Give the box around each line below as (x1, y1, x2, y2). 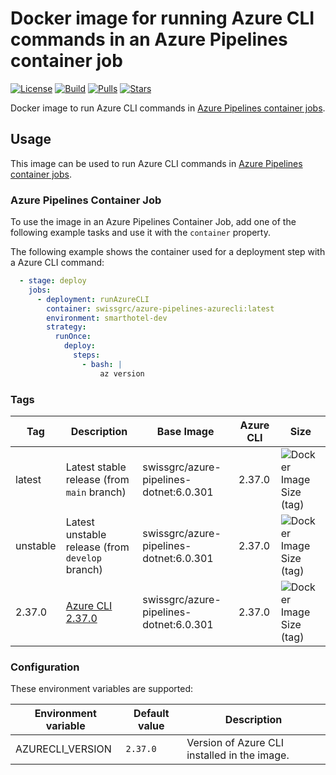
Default (133, 707, 170, 721)
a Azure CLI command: (10, 257, 105, 269)
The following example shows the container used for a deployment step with (10, 246, 326, 258)
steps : (73, 350, 101, 361)
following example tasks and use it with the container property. (10, 227, 271, 239)
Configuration (10, 660, 80, 674)
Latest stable (65, 460, 127, 474)
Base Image (156, 424, 215, 438)
